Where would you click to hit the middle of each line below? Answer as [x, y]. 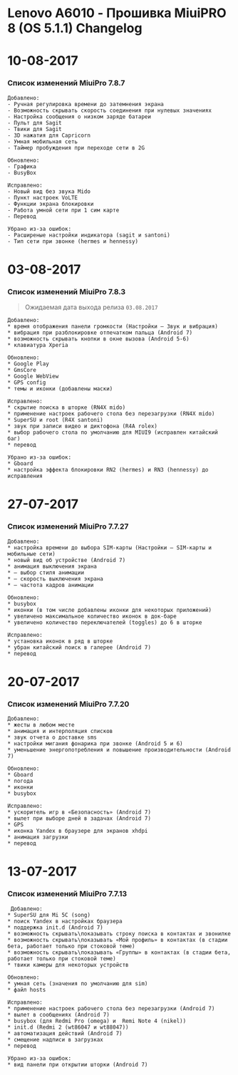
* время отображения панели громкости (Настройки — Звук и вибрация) [113, 327]
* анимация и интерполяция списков [60, 732]
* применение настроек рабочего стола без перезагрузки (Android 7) [111, 1008]
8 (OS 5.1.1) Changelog [75, 28]
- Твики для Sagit [35, 129]
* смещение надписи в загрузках [55, 1039]
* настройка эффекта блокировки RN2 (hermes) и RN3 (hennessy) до [108, 470]
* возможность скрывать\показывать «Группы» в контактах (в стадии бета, [119, 952]
